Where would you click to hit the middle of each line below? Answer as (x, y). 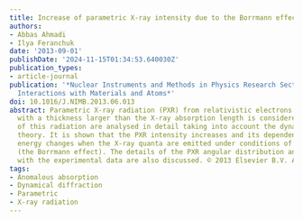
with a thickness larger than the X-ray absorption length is (137, 118)
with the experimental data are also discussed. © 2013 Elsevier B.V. (153, 160)
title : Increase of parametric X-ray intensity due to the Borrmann (141, 18)
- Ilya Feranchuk (42, 43)
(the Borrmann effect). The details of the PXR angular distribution (151, 152)
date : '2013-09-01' (46, 51)
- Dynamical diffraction (56, 186)
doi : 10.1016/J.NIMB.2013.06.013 (72, 101)
